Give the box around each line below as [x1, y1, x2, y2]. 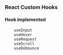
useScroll [14, 41, 35, 47]
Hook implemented [5, 16, 46, 23]
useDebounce [14, 46, 39, 51]
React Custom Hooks [5, 4, 58, 11]
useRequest [14, 37, 37, 42]
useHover [14, 32, 33, 38]
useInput [14, 28, 33, 33]
